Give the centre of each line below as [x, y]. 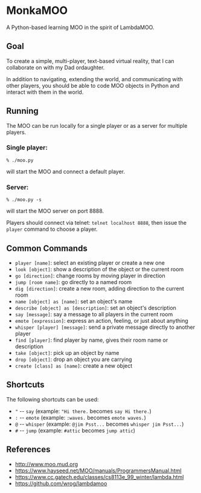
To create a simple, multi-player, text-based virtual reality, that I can [90, 61]
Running [23, 111]
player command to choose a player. [52, 229]
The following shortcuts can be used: [53, 399]
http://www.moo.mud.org [46, 464]
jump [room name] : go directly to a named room [73, 282]
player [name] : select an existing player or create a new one [90, 263]
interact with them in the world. [45, 92]
